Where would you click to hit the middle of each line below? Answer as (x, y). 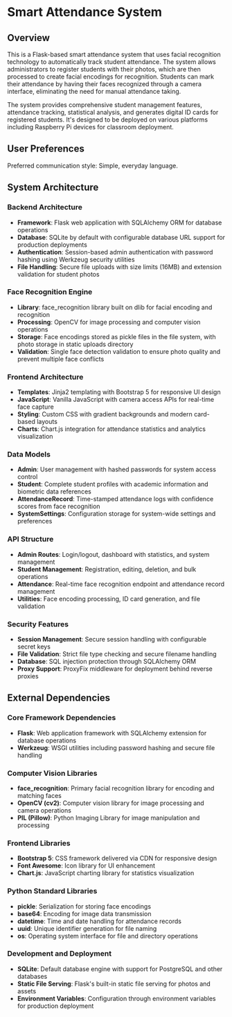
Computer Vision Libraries (53, 773)
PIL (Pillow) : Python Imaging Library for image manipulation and (108, 817)
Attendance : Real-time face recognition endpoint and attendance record (121, 584)
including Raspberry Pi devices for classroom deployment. (91, 127)
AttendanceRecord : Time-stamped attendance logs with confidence (115, 499)
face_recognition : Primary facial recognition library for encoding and (116, 788)
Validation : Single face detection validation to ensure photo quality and (119, 351)
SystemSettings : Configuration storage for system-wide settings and (116, 514)
